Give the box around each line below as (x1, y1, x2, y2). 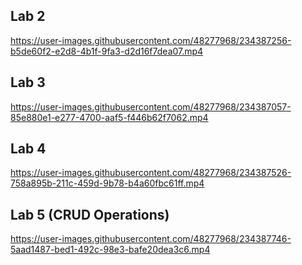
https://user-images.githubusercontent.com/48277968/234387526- (10, 167, 292, 179)
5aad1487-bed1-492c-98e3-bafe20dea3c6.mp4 (10, 244, 211, 256)
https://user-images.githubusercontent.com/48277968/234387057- (10, 100, 292, 113)
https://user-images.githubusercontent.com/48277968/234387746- (10, 233, 292, 245)
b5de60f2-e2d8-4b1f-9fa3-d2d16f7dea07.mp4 (10, 45, 204, 57)
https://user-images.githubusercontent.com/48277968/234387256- (10, 34, 292, 46)
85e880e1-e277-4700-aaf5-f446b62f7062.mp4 (10, 111, 209, 123)
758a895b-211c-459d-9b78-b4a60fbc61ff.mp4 (10, 177, 205, 189)
